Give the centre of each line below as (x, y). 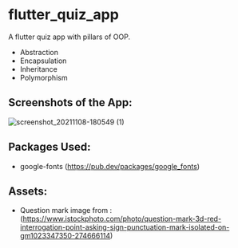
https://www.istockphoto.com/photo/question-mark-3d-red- (122, 219)
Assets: (28, 191)
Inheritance (39, 69)
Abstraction (39, 52)
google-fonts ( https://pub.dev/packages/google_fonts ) (110, 166)
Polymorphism (44, 77)
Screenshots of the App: (70, 102)
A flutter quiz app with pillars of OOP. (69, 37)
